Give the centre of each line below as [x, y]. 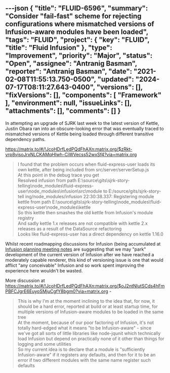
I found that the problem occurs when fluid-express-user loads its [86, 164]
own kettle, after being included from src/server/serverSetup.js [83, 169]
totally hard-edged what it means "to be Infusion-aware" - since [84, 328]
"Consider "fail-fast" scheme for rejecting [73, 16]
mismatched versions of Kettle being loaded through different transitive [79, 134]
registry [26, 218]
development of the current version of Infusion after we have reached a [80, 254]
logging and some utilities [45, 344]
